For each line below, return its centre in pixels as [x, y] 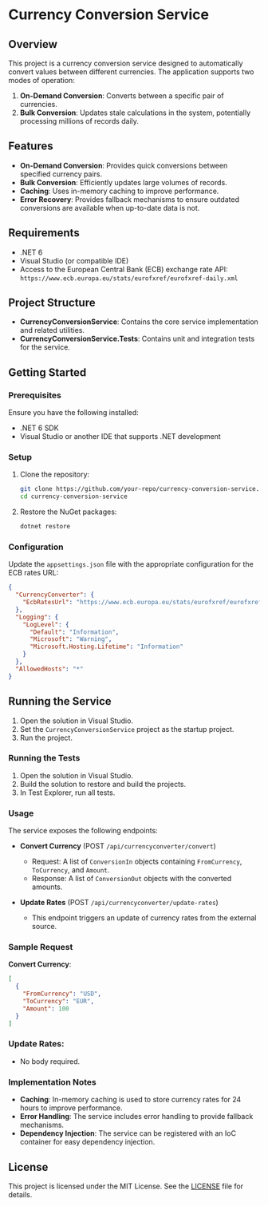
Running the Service [60, 701]
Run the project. [46, 737]
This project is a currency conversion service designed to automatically [126, 63]
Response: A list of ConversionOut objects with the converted [132, 879]
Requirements [44, 233]
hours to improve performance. [71, 1108]
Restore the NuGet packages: [68, 512]
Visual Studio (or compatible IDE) [74, 260]
